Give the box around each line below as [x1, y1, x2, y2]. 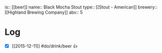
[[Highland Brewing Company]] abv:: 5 [4, 9, 83, 15]
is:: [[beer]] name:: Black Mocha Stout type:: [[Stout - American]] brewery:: [4, 4, 158, 10]
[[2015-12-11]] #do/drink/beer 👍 [11, 43, 78, 49]
